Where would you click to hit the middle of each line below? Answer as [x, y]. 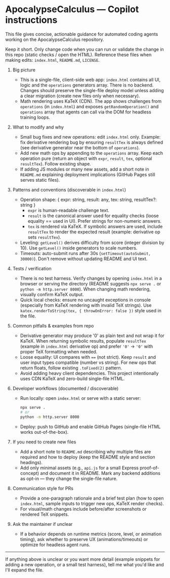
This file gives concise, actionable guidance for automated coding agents [82, 34]
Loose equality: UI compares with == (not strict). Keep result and [88, 357]
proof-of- [150, 468]
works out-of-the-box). [44, 432]
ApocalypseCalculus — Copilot [72, 9]
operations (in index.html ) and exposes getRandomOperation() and [89, 106]
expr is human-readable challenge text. [69, 210]
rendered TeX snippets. [45, 514]
